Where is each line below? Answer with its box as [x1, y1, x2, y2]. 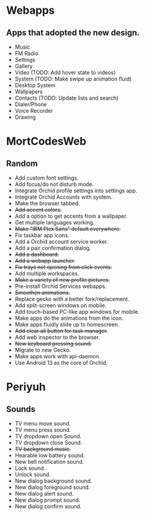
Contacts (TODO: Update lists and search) [14, 94, 119, 101]
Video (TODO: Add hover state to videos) [14, 69, 116, 76]
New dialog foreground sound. [14, 484, 91, 491]
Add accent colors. [14, 206, 62, 213]
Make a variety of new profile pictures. [14, 277, 110, 283]
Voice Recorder [14, 107, 54, 114]
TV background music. [14, 445, 71, 452]
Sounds [6, 404, 36, 414]
